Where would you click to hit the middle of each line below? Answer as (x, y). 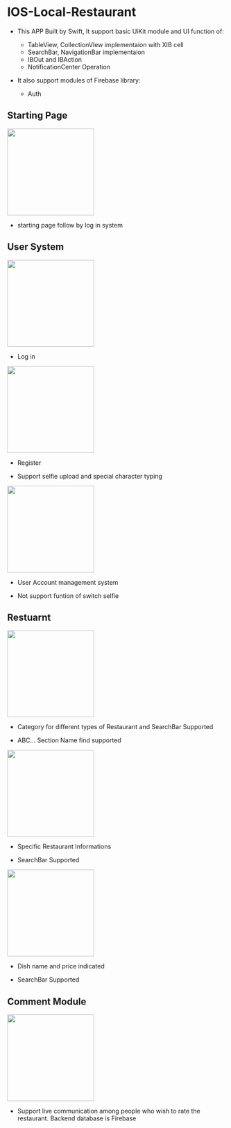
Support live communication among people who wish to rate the (109, 1111)
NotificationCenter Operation (69, 67)
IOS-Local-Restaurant (72, 12)
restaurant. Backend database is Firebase (77, 1118)
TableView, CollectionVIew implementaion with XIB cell (105, 44)
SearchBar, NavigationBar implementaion (86, 52)
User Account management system (68, 582)
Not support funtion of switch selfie (68, 596)
